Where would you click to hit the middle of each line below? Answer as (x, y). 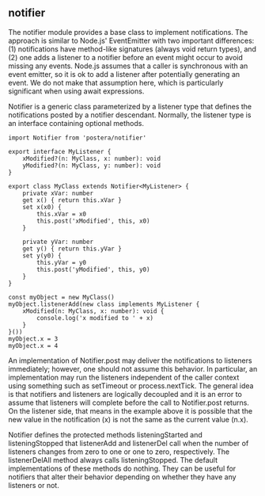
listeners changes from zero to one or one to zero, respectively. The (119, 452)
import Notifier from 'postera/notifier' (78, 138)
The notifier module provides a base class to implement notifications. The (128, 32)
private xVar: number (58, 193)
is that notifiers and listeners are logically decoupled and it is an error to (125, 394)
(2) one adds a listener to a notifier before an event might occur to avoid (125, 57)
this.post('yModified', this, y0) (93, 269)
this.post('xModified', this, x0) (93, 221)
